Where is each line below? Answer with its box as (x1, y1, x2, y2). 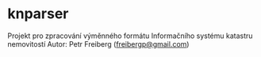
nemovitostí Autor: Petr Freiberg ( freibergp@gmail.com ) (7, 39, 190, 48)
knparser (7, 5, 69, 23)
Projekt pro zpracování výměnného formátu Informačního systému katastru (7, 31, 253, 40)
